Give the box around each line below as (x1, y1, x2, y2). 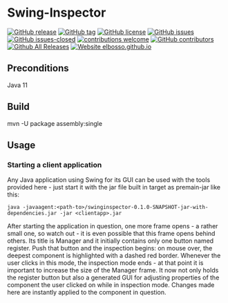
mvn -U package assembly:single (7, 119, 102, 127)
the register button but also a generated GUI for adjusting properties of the (7, 273, 220, 282)
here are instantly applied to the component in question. (7, 288, 167, 297)
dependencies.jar (7, 210, 57, 217)
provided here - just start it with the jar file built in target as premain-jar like (7, 183, 221, 192)
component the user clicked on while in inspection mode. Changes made (7, 281, 215, 289)
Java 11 (7, 81, 28, 89)
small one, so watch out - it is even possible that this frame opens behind (7, 230, 216, 238)
